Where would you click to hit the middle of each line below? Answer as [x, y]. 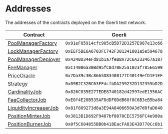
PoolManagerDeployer [34, 59]
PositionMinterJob [29, 116]
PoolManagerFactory [32, 43]
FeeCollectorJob [27, 100]
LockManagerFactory [33, 51]
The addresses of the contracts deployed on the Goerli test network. [76, 22]
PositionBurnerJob [29, 124]
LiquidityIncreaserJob [33, 108]
